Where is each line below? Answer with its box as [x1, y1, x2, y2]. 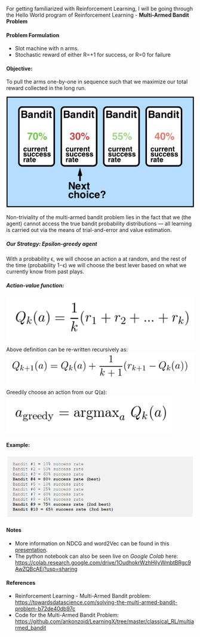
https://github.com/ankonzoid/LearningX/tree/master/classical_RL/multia [14, 618, 195, 625]
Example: [6, 442, 30, 449]
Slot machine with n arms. [14, 45, 79, 52]
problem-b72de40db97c [14, 605, 76, 612]
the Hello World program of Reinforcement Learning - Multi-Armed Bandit [6, 11, 189, 19]
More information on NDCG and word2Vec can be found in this [14, 540, 170, 547]
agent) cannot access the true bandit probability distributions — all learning [6, 220, 192, 227]
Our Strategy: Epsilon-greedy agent [6, 240, 97, 247]
